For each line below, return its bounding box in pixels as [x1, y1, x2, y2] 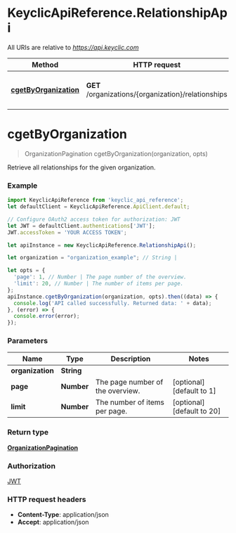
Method [31, 60, 58, 70]
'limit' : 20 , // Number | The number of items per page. [13, 280, 184, 288]
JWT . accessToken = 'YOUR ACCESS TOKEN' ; [7, 229, 128, 236]
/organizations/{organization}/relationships [86, 89, 228, 99]
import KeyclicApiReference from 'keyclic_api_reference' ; [7, 197, 184, 204]
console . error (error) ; [13, 313, 80, 320]
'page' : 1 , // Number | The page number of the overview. [13, 274, 188, 281]
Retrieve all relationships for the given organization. [7, 163, 156, 172]
